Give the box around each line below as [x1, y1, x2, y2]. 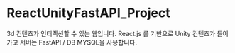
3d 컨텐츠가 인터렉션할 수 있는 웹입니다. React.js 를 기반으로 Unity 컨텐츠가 [6, 29, 216, 37]
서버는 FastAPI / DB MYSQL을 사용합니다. [19, 37, 138, 47]
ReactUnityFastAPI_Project [6, 5, 171, 21]
